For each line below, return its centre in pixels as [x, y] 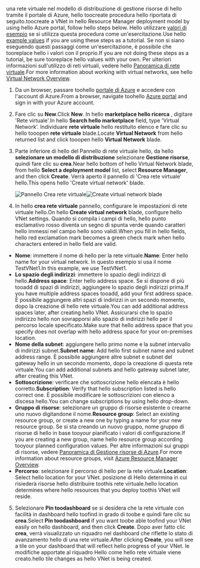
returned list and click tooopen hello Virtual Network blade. [88, 139]
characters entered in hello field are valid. [66, 244]
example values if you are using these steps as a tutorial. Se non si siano [96, 40]
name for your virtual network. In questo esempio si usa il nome [93, 262]
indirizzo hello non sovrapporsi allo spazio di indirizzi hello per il [93, 319]
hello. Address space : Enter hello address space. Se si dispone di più [100, 281]
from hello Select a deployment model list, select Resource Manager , [101, 170]
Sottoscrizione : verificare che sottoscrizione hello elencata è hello [97, 382]
